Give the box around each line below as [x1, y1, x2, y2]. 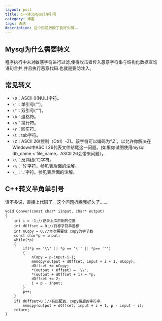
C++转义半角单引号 [5, 185, 65, 193]
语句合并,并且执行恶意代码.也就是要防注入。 [5, 65, 95, 71]
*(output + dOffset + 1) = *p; [31, 272, 96, 277]
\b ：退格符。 [12, 113, 39, 119]
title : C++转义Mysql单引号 [5, 12, 57, 17]
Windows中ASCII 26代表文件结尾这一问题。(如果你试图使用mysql [12, 144, 145, 150]
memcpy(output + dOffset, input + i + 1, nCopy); [31, 259, 135, 264]
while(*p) [14, 237, 34, 242]
